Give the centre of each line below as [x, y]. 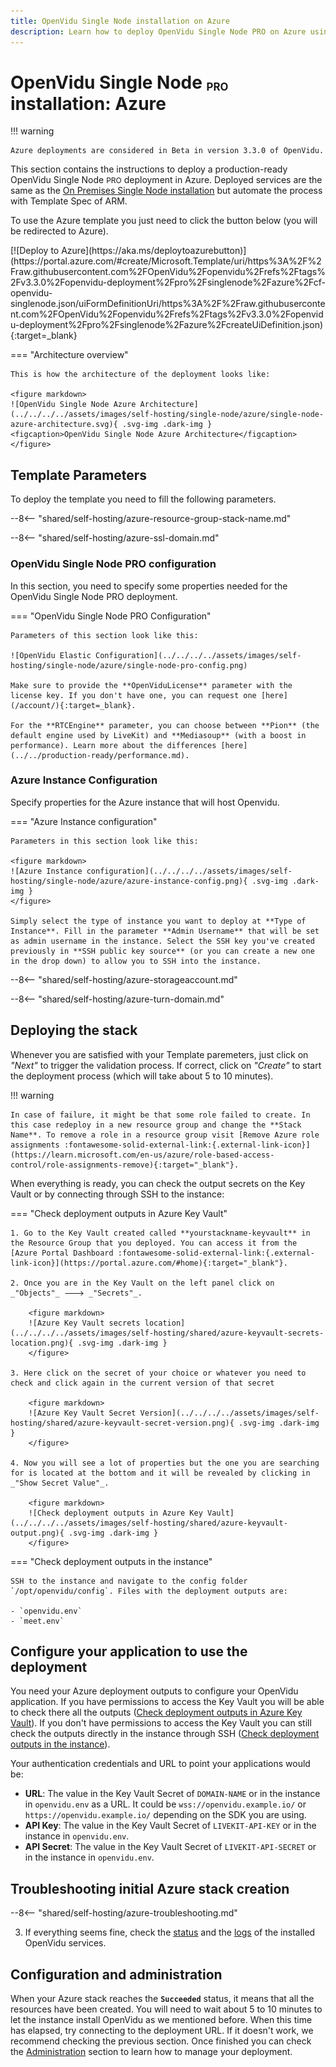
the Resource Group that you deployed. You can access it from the [154, 1243]
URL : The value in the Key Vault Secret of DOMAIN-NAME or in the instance [172, 1794]
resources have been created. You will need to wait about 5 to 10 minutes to [166, 2009]
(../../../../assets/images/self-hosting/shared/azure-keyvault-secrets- [167, 1333]
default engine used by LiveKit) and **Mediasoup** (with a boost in [158, 735]
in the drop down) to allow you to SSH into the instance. [136, 961]
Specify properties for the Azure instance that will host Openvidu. [145, 802]
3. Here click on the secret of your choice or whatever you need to [158, 1373]
